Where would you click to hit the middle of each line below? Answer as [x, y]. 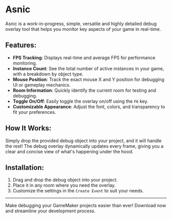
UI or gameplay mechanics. [41, 85]
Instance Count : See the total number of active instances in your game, [88, 68]
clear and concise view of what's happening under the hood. [69, 151]
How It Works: [28, 128]
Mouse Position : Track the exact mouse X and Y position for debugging [89, 79]
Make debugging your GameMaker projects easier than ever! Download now [86, 206]
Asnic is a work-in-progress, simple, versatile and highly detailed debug [81, 24]
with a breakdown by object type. [48, 74]
